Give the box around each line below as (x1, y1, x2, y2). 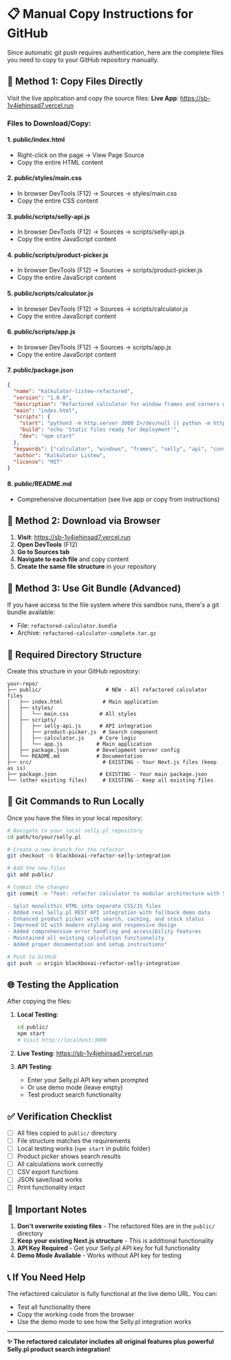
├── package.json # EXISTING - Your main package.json (7, 771, 208, 778)
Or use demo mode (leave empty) (27, 1084, 123, 1092)
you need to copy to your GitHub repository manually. (7, 55, 159, 63)
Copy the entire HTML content (16, 158, 104, 166)
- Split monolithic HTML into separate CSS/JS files (7, 902, 162, 909)
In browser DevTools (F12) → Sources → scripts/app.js (16, 343, 172, 351)
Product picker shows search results (16, 1153, 121, 1161)
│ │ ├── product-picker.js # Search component (7, 729, 158, 735)
